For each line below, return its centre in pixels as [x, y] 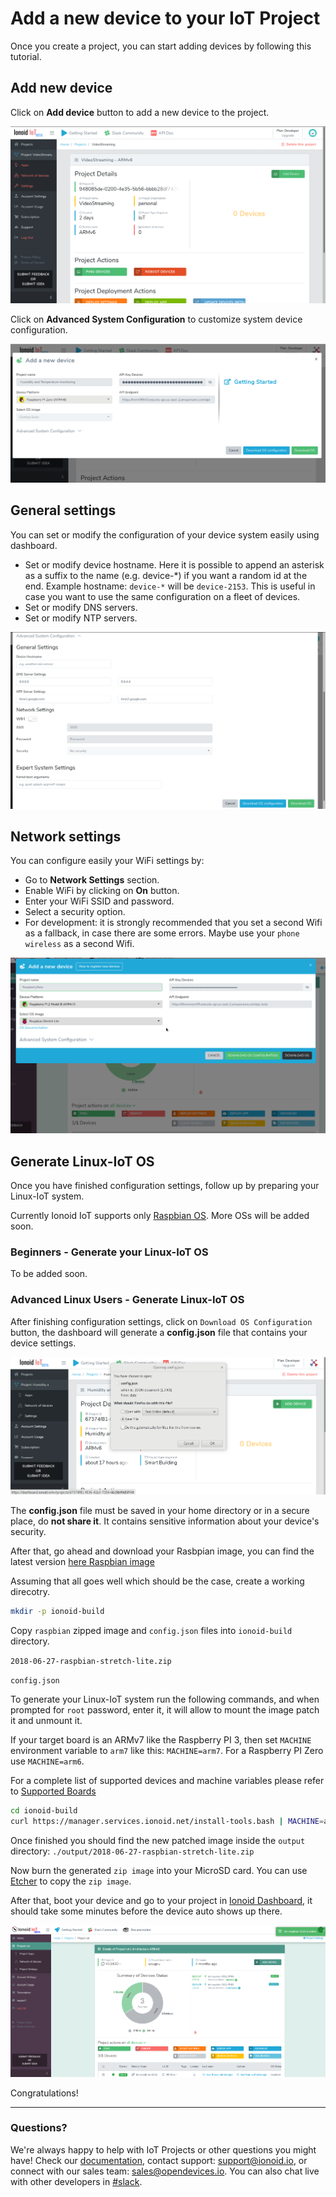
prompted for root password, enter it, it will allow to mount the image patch [165, 1709]
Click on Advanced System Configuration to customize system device [156, 319]
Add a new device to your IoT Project [165, 18]
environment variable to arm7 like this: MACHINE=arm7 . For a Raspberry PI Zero [167, 1750]
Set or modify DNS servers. [81, 607]
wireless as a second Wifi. [79, 944]
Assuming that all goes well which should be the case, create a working [157, 1581]
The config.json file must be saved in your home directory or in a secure [160, 1510]
